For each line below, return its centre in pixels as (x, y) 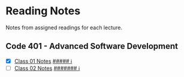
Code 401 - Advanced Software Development (92, 46)
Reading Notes (43, 11)
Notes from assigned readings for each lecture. (64, 27)
